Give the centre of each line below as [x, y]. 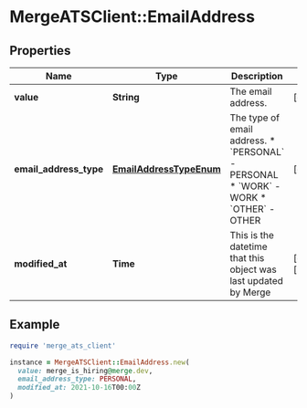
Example [35, 324]
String [126, 97]
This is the [252, 235]
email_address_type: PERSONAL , [77, 379]
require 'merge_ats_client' [63, 345]
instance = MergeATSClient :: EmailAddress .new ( [100, 362]
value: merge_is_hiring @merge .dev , [85, 371]
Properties [40, 51]
